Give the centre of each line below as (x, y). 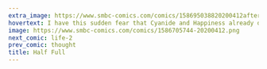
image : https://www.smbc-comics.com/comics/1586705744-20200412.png (124, 30)
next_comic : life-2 (41, 38)
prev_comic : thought (43, 45)
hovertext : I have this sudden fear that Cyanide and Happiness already (131, 23)
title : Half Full (37, 52)
